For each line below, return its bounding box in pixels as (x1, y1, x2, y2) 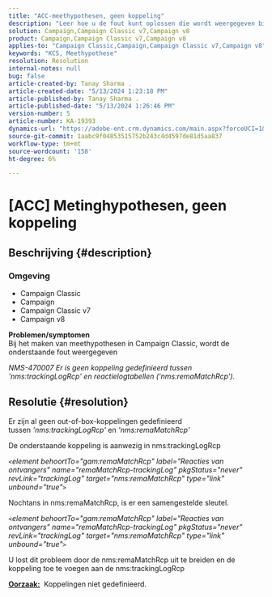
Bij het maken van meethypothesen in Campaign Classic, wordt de (8, 339, 230, 349)
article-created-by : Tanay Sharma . (8, 79, 132, 87)
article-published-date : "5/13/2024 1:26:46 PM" (8, 102, 176, 110)
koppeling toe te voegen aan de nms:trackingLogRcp (8, 563, 185, 573)
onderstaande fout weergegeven (8, 347, 118, 357)
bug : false (8, 72, 45, 80)
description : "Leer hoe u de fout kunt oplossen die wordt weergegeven (8, 19, 255, 28)
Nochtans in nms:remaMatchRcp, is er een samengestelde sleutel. (8, 497, 229, 507)
